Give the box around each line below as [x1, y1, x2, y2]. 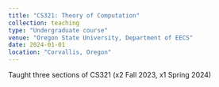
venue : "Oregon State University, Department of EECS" [8, 33, 194, 42]
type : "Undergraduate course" [8, 26, 109, 34]
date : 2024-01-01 [8, 41, 66, 49]
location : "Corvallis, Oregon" [8, 48, 112, 56]
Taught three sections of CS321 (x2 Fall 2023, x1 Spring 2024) [8, 70, 212, 79]
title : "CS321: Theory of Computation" [8, 11, 140, 20]
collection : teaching [8, 19, 80, 27]
